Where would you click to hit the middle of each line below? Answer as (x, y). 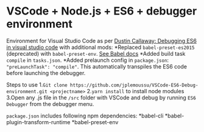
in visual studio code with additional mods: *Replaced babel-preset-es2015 (100, 47)
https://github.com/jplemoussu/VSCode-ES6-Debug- (134, 85)
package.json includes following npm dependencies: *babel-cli (85, 116)
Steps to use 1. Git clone (37, 84)
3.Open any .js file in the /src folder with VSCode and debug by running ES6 (101, 97)
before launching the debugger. (46, 73)
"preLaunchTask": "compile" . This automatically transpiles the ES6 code (97, 66)
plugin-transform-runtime (38, 122)
